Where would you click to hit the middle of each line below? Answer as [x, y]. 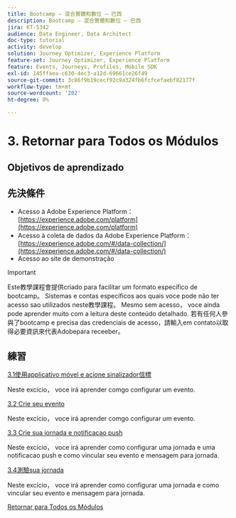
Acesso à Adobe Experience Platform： [75, 212]
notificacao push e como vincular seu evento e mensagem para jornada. [113, 455]
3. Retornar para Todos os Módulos [113, 141]
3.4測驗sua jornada [36, 470]
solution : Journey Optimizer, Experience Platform [84, 54]
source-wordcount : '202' [44, 93]
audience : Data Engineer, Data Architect [70, 34]
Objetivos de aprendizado [66, 167]
